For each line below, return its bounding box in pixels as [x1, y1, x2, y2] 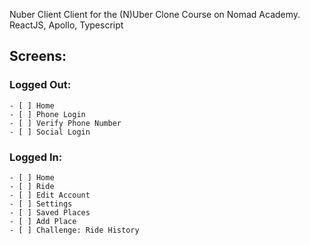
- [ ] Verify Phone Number [9, 118, 122, 128]
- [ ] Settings [9, 199, 73, 209]
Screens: [9, 48, 67, 65]
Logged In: [9, 150, 63, 164]
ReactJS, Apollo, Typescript [9, 19, 124, 31]
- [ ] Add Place [9, 216, 77, 226]
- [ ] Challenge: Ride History [9, 225, 140, 235]
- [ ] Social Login [9, 127, 91, 137]
